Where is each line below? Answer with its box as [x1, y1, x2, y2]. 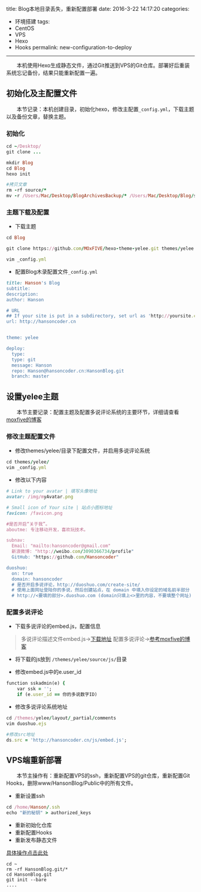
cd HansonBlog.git [6, 872, 52, 878]
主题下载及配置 [6, 208, 50, 217]
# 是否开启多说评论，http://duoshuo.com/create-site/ [11, 582, 141, 588]
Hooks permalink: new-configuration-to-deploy [14, 44, 132, 51]
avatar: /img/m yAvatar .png [6, 494, 74, 500]
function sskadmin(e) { [6, 681, 66, 687]
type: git [11, 356, 36, 362]
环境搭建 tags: [14, 18, 50, 25]
